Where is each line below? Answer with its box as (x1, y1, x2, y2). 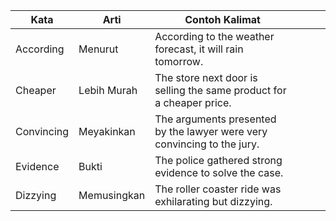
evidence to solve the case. (154, 166, 284, 179)
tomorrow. (154, 55, 204, 68)
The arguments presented (154, 112, 277, 126)
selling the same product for (154, 84, 287, 97)
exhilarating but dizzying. (154, 195, 273, 208)
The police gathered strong (154, 154, 283, 167)
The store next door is (154, 71, 258, 84)
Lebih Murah (78, 84, 138, 97)
